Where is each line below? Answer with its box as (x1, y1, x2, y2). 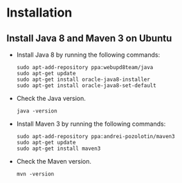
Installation (6, 5, 73, 21)
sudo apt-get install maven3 (16, 145, 101, 152)
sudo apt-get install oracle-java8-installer (16, 76, 150, 83)
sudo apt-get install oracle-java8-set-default (16, 82, 156, 89)
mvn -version (16, 171, 55, 177)
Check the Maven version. (16, 157, 91, 165)
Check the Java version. (16, 95, 86, 102)
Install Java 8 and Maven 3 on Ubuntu (6, 32, 172, 44)
